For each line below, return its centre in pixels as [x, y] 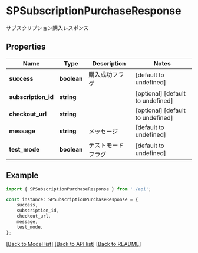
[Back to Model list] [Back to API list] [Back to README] [74, 244]
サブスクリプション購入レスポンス [47, 28]
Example [22, 175]
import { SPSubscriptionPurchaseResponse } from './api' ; [79, 189]
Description [109, 63]
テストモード [106, 145]
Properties [26, 47]
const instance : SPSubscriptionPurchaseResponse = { [72, 200]
